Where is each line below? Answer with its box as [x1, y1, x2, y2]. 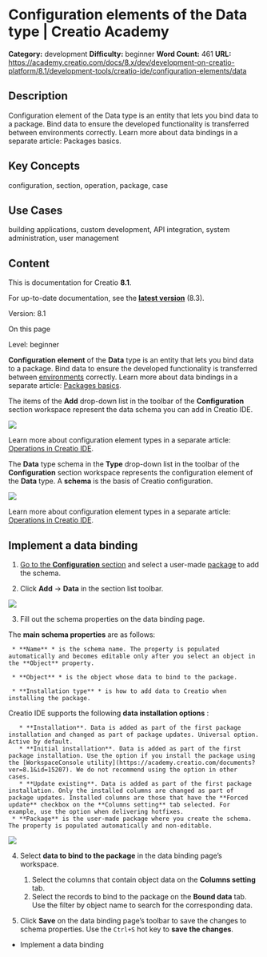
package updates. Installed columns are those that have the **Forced [8, 794, 249, 802]
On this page [8, 324, 50, 334]
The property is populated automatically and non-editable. [8, 822, 213, 830]
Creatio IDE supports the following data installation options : [8, 708, 209, 718]
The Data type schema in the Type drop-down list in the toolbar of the [8, 459, 240, 469]
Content [8, 256, 50, 270]
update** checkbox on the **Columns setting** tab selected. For [8, 801, 230, 809]
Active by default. [8, 738, 74, 746]
